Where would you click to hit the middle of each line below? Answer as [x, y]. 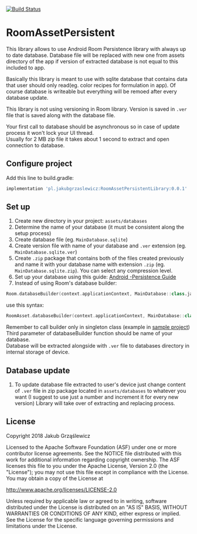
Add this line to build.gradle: [40, 178]
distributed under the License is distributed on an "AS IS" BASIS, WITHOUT [97, 507]
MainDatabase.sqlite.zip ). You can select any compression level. [94, 271]
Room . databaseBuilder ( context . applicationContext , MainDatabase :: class [95, 294]
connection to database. [35, 145]
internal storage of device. [38, 352]
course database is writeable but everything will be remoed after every [91, 91]
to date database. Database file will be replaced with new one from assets [95, 55]
